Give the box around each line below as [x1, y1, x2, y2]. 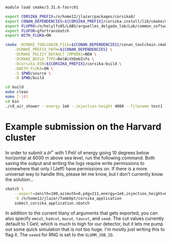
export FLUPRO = [5, 23, 38, 29]
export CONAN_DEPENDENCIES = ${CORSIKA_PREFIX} [5, 18, 103, 24]
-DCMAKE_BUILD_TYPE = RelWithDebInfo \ [14, 56, 95, 61]
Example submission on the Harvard [5, 120, 162, 132]
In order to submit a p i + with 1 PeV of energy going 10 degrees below [5, 149, 150, 156]
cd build [5, 85, 24, 90]
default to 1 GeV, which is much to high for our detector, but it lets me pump [5, 221, 164, 227]
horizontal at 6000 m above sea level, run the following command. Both [5, 155, 155, 161]
